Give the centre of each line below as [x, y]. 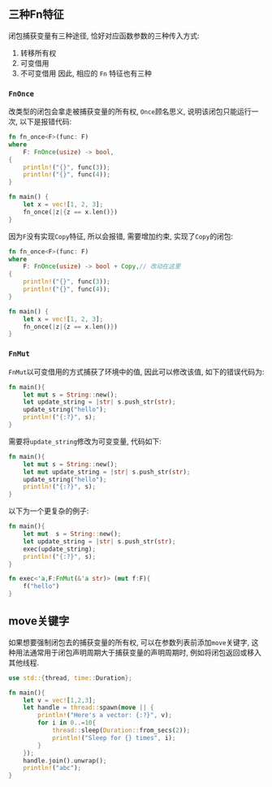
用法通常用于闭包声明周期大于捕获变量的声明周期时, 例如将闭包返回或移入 [138, 652]
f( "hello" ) [41, 586]
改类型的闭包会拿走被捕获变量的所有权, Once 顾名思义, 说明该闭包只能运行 [130, 111]
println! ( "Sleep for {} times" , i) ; [114, 737]
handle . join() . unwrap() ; [65, 761]
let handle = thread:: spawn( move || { [89, 708]
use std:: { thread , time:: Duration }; [70, 678]
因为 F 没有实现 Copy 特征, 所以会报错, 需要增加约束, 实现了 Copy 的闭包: [121, 236]
